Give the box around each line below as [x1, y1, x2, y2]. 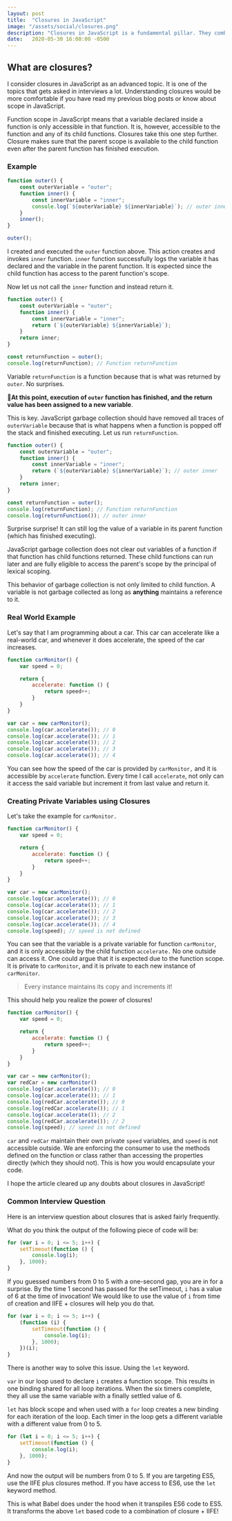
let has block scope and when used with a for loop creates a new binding [7, 1405, 219, 1413]
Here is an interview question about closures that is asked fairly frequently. [7, 1212, 220, 1221]
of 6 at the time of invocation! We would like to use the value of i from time [7, 1292, 221, 1300]
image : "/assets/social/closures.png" [7, 23, 119, 30]
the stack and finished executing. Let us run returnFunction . [7, 428, 179, 437]
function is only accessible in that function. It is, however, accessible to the [7, 122, 221, 131]
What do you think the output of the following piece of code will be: [7, 1225, 199, 1234]
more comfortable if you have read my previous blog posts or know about [7, 94, 217, 102]
